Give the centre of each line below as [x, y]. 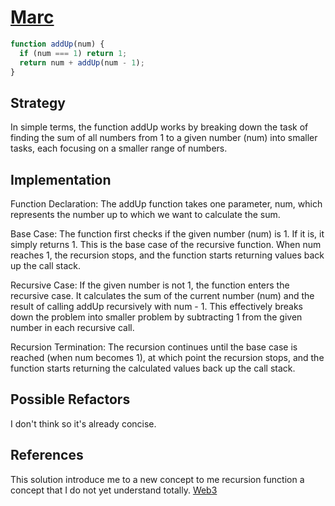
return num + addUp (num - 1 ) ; [82, 62]
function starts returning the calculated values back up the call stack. [153, 368]
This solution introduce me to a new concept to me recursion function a [157, 479]
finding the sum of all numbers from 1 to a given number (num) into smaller [164, 138]
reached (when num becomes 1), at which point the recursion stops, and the [167, 358]
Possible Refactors [70, 399]
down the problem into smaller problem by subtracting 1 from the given [156, 317]
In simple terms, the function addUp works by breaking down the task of [159, 127]
